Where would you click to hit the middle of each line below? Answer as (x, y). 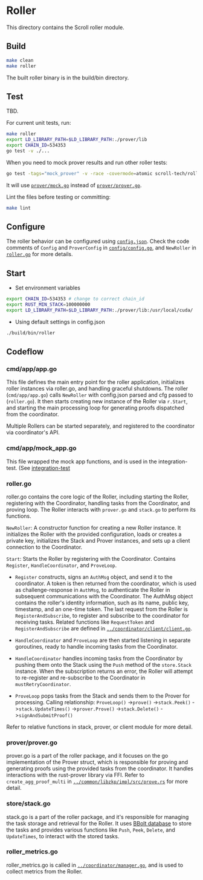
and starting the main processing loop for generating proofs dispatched (95, 408)
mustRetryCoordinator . (43, 684)
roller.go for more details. (40, 254)
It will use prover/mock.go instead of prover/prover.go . (74, 185)
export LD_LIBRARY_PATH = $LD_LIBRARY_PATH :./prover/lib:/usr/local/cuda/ (100, 310)
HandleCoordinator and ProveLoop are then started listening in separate (103, 640)
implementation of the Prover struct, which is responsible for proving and (97, 762)
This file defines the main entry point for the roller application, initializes (95, 382)
